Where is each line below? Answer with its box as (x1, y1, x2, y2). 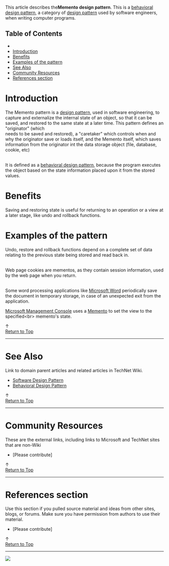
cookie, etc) (5, 147, 30, 153)
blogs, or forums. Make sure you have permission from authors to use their (5, 511, 160, 517)
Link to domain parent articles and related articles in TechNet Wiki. (5, 367, 143, 373)
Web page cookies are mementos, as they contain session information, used (5, 267, 163, 273)
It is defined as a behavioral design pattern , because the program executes (5, 162, 161, 168)
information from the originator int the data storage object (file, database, (5, 141, 157, 148)
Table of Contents (5, 30, 63, 38)
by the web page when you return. (5, 272, 77, 278)
